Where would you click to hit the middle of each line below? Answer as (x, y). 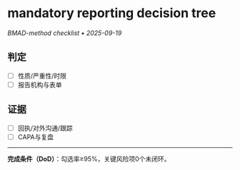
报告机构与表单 (40, 84)
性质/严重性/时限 (42, 76)
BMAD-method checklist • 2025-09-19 (65, 33)
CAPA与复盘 (35, 136)
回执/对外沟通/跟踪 (45, 128)
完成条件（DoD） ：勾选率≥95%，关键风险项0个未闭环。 (89, 159)
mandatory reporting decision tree (112, 13)
